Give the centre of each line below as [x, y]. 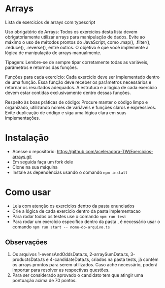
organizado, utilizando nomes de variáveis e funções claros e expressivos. [81, 107]
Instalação [27, 138]
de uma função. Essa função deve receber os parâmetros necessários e [78, 82]
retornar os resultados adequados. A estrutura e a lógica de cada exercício [81, 87]
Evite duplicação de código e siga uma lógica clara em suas [66, 112]
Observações [26, 242]
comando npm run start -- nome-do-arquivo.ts [61, 226]
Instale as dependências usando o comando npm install [70, 172]
